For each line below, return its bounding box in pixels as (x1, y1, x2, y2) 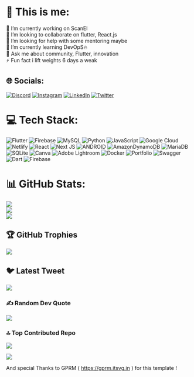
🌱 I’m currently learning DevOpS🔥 (6, 44, 88, 51)
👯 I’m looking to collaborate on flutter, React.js (6, 31, 117, 38)
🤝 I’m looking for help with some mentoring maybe (6, 37, 128, 44)
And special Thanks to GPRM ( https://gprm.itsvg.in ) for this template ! (6, 364, 178, 371)
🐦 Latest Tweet (6, 266, 65, 276)
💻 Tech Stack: (6, 113, 79, 126)
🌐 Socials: (6, 76, 45, 86)
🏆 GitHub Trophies (6, 230, 78, 240)
